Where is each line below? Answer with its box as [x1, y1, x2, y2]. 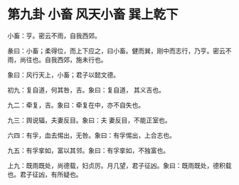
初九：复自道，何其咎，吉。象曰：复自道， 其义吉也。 [7, 85, 165, 94]
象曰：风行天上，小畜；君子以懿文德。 [7, 70, 119, 79]
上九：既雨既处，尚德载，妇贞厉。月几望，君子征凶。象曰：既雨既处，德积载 [7, 161, 232, 169]
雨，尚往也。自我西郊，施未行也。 [7, 55, 107, 64]
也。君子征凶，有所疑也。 [7, 170, 83, 179]
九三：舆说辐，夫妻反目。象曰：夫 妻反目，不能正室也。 [7, 115, 171, 125]
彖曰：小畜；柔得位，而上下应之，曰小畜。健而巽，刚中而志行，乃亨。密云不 [7, 46, 232, 55]
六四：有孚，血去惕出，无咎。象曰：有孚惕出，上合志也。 [7, 131, 176, 139]
